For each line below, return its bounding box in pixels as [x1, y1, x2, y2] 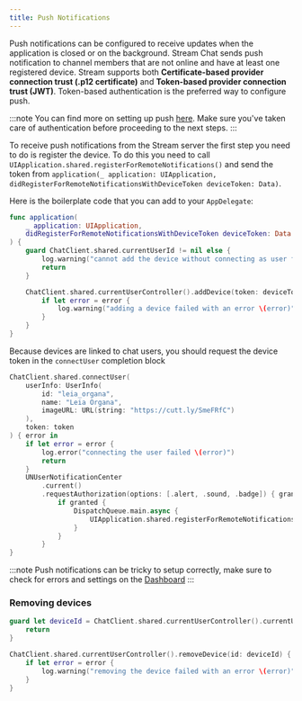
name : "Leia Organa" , [41, 398, 123, 407]
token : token [25, 423, 75, 432]
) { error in [9, 431, 58, 440]
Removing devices [9, 597, 93, 609]
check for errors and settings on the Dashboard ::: [9, 574, 195, 585]
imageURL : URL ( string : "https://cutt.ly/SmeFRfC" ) [41, 406, 235, 415]
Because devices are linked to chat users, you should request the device [9, 346, 279, 356]
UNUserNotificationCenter [25, 473, 123, 482]
